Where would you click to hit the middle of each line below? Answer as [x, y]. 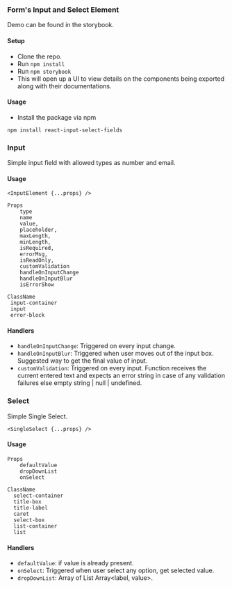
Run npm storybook [44, 71]
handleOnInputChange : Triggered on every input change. [96, 346]
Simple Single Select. [38, 416]
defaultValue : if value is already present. [75, 563]
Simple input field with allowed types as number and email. [91, 163]
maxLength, [35, 236]
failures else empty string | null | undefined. [80, 383]
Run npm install [41, 63]
